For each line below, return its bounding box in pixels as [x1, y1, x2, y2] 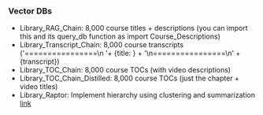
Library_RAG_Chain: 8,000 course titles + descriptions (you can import [19, 24, 248, 33]
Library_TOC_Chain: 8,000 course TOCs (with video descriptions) [19, 65, 231, 75]
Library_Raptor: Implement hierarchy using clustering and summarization [19, 91, 256, 100]
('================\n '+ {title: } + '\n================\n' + [19, 49, 241, 58]
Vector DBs [8, 6, 53, 17]
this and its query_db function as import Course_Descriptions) [19, 32, 220, 41]
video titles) [19, 82, 58, 91]
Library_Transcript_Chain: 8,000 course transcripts [19, 40, 183, 50]
